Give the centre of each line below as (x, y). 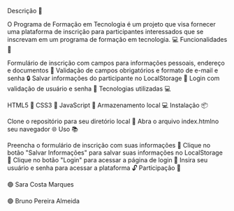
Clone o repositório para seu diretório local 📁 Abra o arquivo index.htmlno (113, 121)
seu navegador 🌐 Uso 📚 (43, 129)
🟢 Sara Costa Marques (41, 184)
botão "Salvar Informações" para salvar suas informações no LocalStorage (115, 153)
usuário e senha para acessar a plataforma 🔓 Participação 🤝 (94, 168)
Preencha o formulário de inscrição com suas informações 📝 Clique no (109, 145)
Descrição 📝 (25, 11)
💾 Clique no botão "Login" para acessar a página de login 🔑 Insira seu (108, 160)
